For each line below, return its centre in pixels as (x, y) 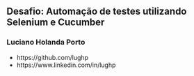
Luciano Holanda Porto (46, 43)
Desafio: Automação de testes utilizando (97, 12)
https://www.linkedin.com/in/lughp (66, 65)
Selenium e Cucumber (56, 23)
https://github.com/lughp (52, 57)
